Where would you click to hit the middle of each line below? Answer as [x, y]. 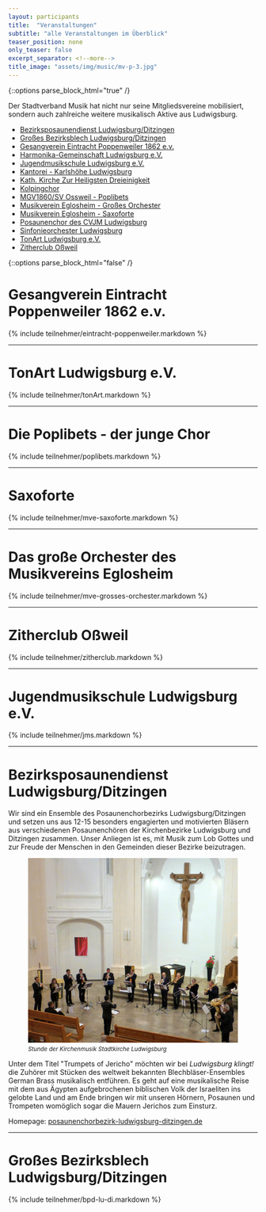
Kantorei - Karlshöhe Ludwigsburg [76, 171]
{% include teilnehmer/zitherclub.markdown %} [86, 657]
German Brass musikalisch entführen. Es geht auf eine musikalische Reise [129, 1081]
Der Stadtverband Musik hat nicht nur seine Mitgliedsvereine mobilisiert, [126, 105]
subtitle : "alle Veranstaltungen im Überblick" [88, 33]
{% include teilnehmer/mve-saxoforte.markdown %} [93, 517]
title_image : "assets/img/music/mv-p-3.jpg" [83, 67]
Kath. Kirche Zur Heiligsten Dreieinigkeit [85, 180]
